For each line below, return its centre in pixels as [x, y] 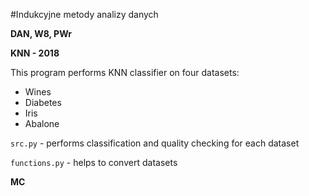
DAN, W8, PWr [41, 33]
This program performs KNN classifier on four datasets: [125, 72]
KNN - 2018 [35, 53]
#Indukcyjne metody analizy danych [84, 14]
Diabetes [43, 102]
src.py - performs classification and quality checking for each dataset [155, 143]
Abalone [42, 123]
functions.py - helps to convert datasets [94, 162]
